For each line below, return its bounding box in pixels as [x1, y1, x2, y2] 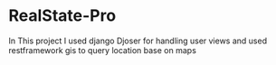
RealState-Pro [8, 5, 117, 26]
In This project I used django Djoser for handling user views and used [8, 35, 268, 46]
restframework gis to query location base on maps [8, 44, 196, 55]
